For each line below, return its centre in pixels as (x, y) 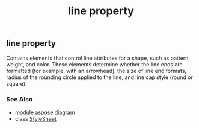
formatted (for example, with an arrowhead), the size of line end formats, (96, 71)
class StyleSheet (36, 118)
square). (17, 83)
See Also (20, 99)
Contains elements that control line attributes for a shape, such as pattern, (98, 58)
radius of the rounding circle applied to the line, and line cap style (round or (100, 77)
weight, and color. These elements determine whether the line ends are (94, 64)
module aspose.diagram (45, 112)
